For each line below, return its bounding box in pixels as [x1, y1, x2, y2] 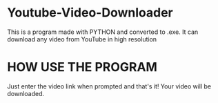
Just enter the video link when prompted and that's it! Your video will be [7, 82, 212, 91]
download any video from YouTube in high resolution [7, 35, 157, 43]
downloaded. [7, 89, 45, 97]
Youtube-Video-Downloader [7, 5, 174, 21]
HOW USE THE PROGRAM [7, 59, 157, 75]
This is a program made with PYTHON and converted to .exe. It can [7, 28, 199, 36]
